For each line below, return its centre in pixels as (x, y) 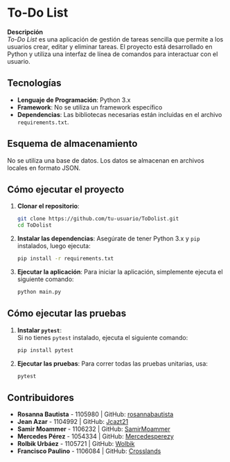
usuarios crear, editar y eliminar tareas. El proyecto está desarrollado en (110, 46)
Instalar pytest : (39, 330)
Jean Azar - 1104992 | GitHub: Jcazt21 (73, 422)
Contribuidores (41, 397)
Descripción (25, 32)
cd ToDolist (34, 225)
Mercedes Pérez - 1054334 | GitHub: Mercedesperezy (96, 436)
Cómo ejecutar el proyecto (66, 189)
